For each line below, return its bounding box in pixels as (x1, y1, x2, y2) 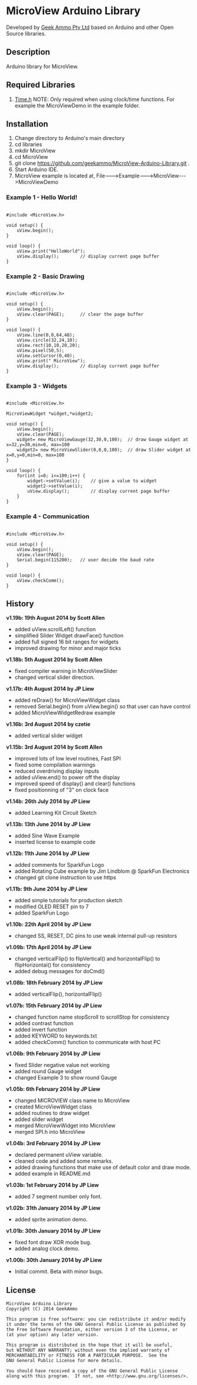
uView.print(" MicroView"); (17, 357, 86, 364)
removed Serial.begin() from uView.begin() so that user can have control (14, 703, 191, 710)
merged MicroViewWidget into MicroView (14, 1122, 116, 1129)
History (6, 599, 34, 609)
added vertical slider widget (14, 732, 83, 739)
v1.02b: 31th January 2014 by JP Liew (6, 1204, 101, 1212)
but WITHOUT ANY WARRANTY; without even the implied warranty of (6, 1347, 170, 1354)
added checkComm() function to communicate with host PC (14, 1039, 161, 1046)
